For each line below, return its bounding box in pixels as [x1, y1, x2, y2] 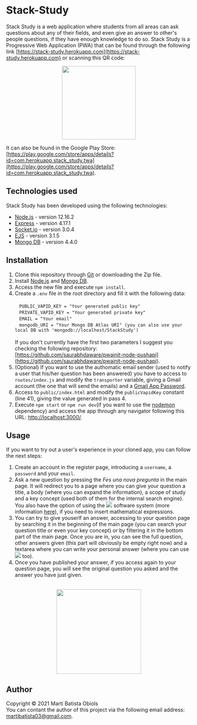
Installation [6, 255, 48, 265]
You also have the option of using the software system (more [14, 502, 170, 509]
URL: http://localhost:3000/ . [14, 413, 82, 420]
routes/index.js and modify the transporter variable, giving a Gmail [14, 376, 181, 383]
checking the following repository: [14, 345, 98, 352]
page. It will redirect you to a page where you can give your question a [14, 483, 186, 490]
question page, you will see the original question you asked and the [14, 565, 178, 572]
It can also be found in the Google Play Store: [6, 144, 116, 151]
